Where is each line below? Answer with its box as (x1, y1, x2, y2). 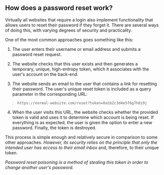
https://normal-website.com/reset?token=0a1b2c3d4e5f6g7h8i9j (17, 100, 147, 106)
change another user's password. (5, 164, 74, 170)
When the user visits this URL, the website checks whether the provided (12, 109, 158, 115)
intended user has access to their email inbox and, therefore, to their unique (5, 144, 159, 151)
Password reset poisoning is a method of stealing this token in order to (5, 159, 148, 165)
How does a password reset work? (5, 4, 113, 12)
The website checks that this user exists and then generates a (12, 61, 138, 66)
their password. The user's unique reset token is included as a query (12, 86, 151, 92)
